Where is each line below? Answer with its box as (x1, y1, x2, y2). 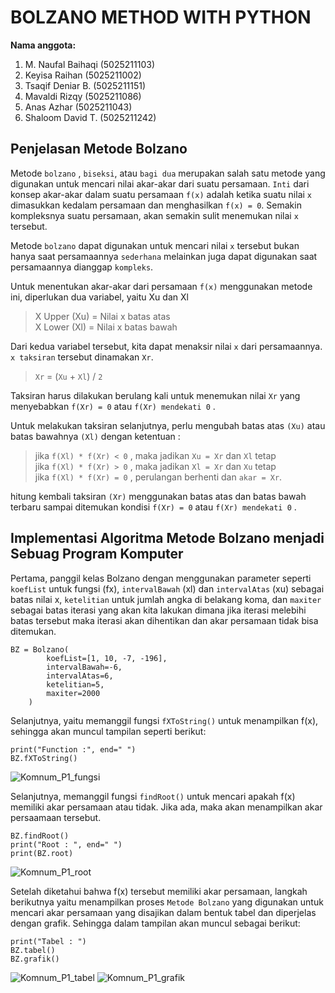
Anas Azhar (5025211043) (24, 101, 133, 113)
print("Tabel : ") (10, 936, 87, 946)
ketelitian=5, (46, 679, 105, 690)
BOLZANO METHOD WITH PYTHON (10, 6, 312, 29)
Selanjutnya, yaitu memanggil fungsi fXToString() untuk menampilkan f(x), (10, 714, 319, 726)
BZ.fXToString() (10, 753, 78, 763)
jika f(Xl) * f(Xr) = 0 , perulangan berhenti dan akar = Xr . (34, 471, 283, 483)
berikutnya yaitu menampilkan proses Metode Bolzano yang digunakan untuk (10, 896, 324, 908)
